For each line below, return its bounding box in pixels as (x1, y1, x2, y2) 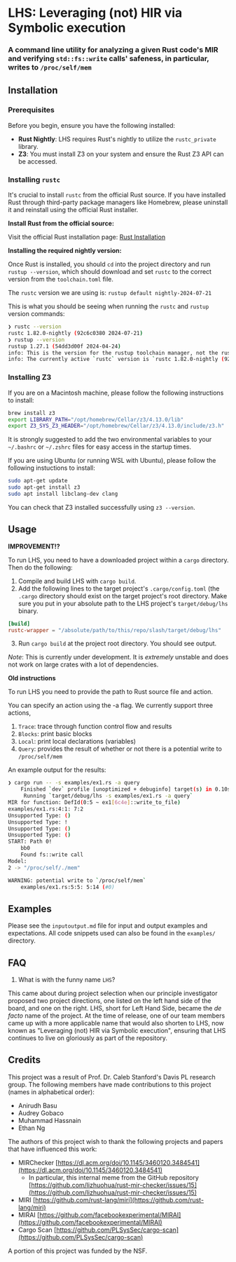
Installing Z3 (8, 372, 52, 382)
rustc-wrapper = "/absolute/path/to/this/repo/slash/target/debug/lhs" (8, 626, 221, 633)
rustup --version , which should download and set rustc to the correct (8, 268, 212, 276)
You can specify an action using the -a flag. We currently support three (8, 701, 213, 710)
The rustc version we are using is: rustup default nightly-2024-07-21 (8, 289, 212, 297)
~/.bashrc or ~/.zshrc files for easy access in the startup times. (8, 442, 192, 451)
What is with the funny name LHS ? (18, 975, 116, 984)
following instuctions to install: (8, 464, 95, 472)
